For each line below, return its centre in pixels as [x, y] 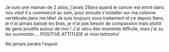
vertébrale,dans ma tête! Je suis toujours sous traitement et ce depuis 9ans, [85, 18]
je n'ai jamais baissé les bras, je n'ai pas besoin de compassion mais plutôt [83, 23]
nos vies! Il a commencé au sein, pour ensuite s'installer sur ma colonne [80, 13]
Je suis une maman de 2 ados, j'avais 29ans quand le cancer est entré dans [85, 7]
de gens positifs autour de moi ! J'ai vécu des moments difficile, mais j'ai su [84, 29]
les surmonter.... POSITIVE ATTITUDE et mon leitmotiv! [62, 34]
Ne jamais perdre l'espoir [31, 44]
